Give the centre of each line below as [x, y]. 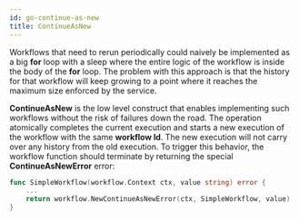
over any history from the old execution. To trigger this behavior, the [137, 147]
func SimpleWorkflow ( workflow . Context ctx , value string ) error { [138, 182]
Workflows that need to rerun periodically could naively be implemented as [150, 52]
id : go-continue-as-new [55, 18]
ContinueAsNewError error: [62, 166]
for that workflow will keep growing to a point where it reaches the [134, 81]
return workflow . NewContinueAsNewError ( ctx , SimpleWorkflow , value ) [158, 199]
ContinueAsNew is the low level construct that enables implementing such [149, 108]
